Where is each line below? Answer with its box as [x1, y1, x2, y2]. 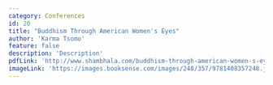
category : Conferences [8, 11, 85, 20]
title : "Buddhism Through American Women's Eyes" [8, 27, 180, 35]
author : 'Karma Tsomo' [8, 34, 85, 43]
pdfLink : [8, 57, 38, 66]
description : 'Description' [8, 49, 104, 57]
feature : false [8, 42, 60, 50]
